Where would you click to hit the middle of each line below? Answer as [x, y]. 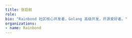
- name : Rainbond [23, 28]
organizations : [21, 23]
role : [11, 14]
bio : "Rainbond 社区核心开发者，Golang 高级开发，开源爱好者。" [66, 19]
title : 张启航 [19, 10]
